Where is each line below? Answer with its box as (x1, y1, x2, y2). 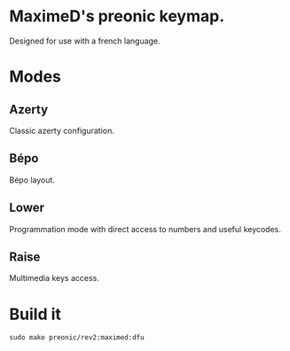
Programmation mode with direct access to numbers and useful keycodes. (9, 223, 282, 234)
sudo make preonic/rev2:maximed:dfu (9, 333, 145, 342)
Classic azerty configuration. (9, 125, 115, 136)
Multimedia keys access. (9, 273, 99, 284)
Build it (9, 304, 62, 324)
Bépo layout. (9, 175, 56, 185)
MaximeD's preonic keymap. (9, 6, 225, 27)
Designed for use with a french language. (9, 35, 161, 46)
